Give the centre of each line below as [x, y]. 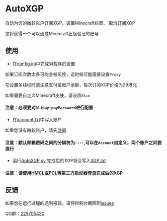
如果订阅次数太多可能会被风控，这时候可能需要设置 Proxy [63, 74]
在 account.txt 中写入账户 [37, 119]
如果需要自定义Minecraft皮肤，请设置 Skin [48, 95]
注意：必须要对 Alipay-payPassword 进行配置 [49, 108]
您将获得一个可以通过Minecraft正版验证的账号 [52, 33]
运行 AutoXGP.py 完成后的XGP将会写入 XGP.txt [59, 161]
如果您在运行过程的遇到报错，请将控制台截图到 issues [60, 203]
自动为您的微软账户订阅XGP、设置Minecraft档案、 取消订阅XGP [70, 23]
